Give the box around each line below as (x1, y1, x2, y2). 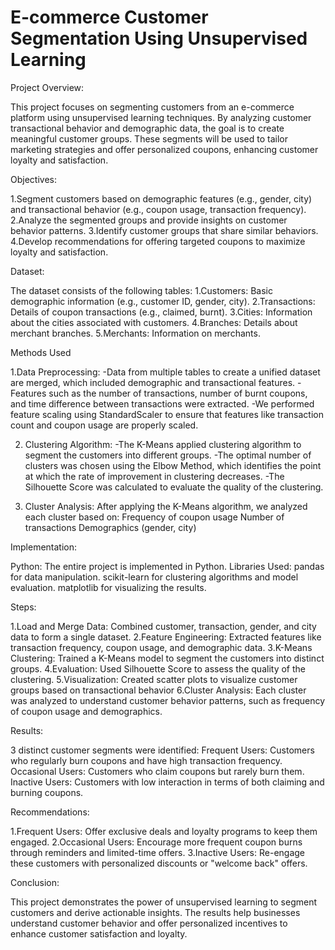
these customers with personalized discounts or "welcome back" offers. (10, 857, 308, 869)
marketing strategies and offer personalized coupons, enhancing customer (10, 143, 319, 155)
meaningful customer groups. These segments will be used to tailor (10, 132, 288, 145)
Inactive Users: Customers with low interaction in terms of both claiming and (10, 776, 325, 788)
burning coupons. (10, 786, 84, 798)
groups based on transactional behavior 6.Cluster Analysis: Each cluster (10, 684, 307, 696)
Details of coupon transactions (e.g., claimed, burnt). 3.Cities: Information (10, 306, 313, 318)
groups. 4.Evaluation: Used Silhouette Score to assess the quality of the (10, 662, 306, 675)
